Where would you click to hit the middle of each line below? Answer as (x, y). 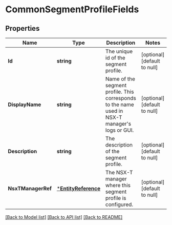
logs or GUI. (120, 130)
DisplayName (25, 105)
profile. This (120, 92)
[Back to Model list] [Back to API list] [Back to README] (64, 217)
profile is (116, 198)
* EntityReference (79, 188)
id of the (115, 58)
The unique (119, 51)
